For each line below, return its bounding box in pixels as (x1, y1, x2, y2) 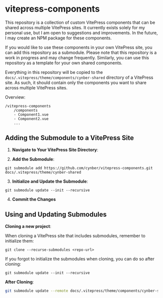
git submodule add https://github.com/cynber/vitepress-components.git (5, 165, 153, 171)
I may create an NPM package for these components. (5, 35, 112, 41)
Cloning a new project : (5, 223, 51, 229)
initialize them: (5, 238, 34, 244)
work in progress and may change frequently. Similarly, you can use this (5, 54, 149, 60)
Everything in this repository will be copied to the (5, 69, 103, 75)
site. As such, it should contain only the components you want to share (5, 79, 147, 86)
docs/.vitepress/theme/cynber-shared (5, 170, 81, 175)
